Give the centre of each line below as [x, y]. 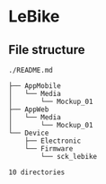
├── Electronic [53, 141]
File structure [47, 50]
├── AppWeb [29, 110]
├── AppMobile [35, 86]
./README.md [31, 70]
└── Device [29, 133]
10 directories [37, 172]
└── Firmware [49, 149]
